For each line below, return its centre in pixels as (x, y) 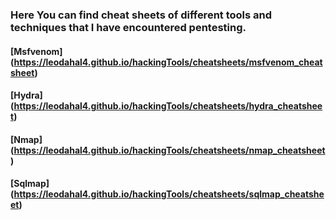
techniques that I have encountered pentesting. (128, 27)
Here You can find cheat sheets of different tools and (141, 15)
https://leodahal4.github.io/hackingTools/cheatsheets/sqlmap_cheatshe (169, 194)
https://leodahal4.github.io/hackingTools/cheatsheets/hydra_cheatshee (168, 106)
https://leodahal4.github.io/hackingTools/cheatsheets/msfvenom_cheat (168, 62)
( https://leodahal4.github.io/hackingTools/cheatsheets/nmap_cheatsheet (168, 150)
